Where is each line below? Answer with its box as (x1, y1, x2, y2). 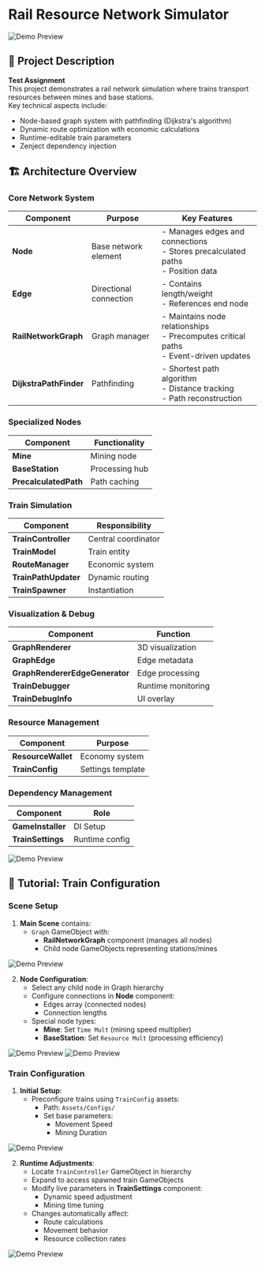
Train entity (88, 546, 130, 557)
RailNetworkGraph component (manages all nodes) (43, 935, 213, 945)
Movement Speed (54, 1119, 113, 1129)
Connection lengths (43, 1008, 107, 1017)
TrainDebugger (12, 680, 71, 691)
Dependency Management (8, 787, 113, 798)
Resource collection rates (43, 1234, 126, 1243)
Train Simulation (8, 500, 73, 511)
